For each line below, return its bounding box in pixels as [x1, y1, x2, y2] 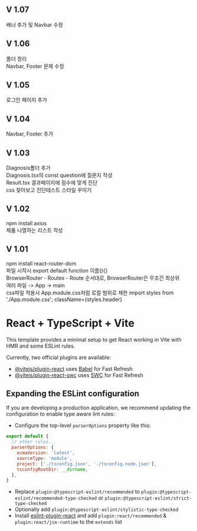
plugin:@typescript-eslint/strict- [104, 496, 192, 501]
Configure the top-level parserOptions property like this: [14, 422, 152, 429]
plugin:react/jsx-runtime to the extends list [14, 519, 123, 526]
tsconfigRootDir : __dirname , [17, 467, 88, 472]
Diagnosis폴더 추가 [6, 164, 51, 171]
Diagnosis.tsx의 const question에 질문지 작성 [6, 171, 113, 179]
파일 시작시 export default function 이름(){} [6, 267, 108, 274]
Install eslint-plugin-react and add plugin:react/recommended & [14, 512, 167, 519]
